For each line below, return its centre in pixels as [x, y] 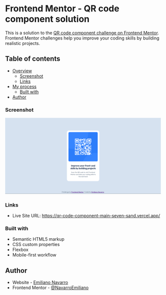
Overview [22, 71]
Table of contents [33, 59]
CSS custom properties [36, 245]
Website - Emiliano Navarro [40, 283]
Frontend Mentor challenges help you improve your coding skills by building [82, 38]
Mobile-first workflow [34, 255]
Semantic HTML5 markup [38, 239]
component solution [47, 19]
